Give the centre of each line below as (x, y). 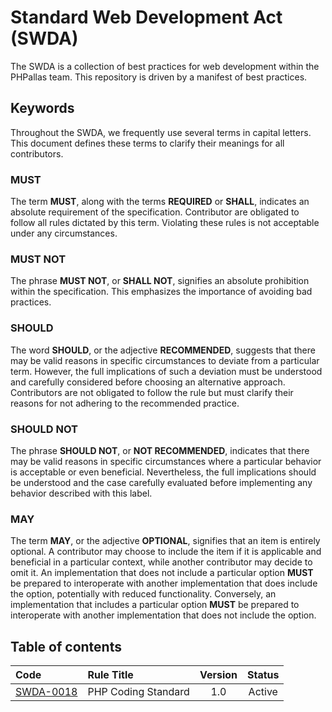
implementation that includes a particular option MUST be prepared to (155, 605)
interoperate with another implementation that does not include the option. (163, 615)
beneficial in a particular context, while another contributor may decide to (161, 562)
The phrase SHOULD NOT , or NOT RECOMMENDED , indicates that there (160, 450)
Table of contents (66, 646)
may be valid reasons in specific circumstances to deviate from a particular (165, 360)
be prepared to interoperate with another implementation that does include (164, 583)
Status (263, 675)
